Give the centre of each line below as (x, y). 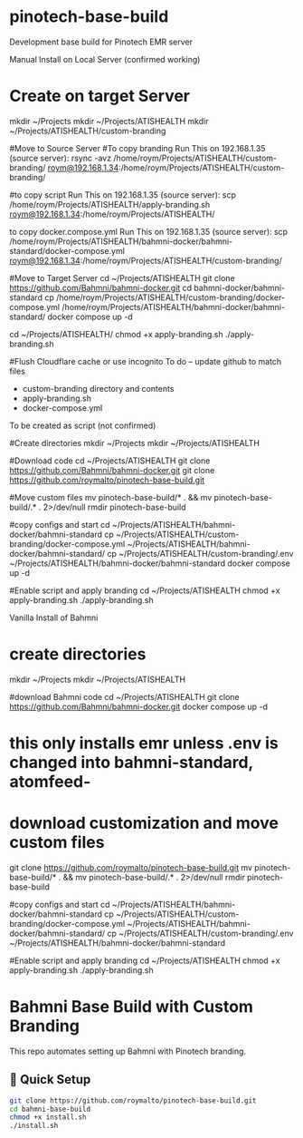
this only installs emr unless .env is (144, 743)
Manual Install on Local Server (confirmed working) (105, 59)
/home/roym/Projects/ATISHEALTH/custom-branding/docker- (170, 297)
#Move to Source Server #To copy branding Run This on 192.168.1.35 (137, 148)
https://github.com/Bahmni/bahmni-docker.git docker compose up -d (139, 706)
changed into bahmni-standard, (131, 763)
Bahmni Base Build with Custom (131, 1007)
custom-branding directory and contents (98, 388)
